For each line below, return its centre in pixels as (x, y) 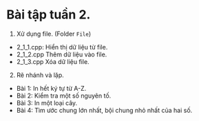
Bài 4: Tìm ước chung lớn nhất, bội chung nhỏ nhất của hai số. (104, 110)
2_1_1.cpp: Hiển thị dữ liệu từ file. (62, 47)
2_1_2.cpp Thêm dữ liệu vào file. (62, 54)
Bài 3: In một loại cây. (47, 102)
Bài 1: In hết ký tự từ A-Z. (51, 88)
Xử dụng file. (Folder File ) (53, 34)
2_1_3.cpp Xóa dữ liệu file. (53, 61)
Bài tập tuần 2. (49, 15)
